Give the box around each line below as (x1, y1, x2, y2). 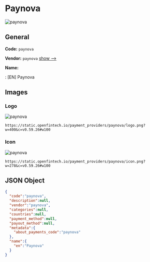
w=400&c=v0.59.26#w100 (5, 127, 51, 132)
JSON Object (5, 177, 45, 185)
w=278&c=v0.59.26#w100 (5, 163, 51, 168)
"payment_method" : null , (9, 216, 57, 221)
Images (5, 88, 28, 97)
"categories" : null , (9, 207, 49, 213)
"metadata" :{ (9, 225, 36, 230)
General (5, 33, 30, 41)
